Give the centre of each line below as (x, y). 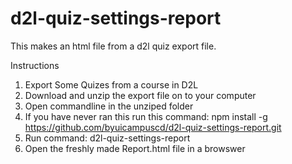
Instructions (35, 65)
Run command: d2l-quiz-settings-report (107, 138)
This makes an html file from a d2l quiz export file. (113, 46)
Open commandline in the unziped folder (109, 106)
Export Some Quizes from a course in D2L (111, 84)
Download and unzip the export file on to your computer (140, 95)
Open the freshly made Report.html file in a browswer (135, 148)
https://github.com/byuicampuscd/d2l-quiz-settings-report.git (153, 127)
